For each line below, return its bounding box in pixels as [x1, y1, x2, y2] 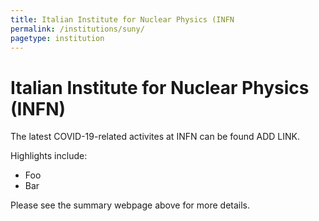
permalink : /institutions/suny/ [10, 24, 145, 34]
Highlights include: [10, 150, 88, 162]
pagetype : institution [10, 33, 105, 43]
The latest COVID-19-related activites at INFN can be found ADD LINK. [10, 131, 301, 143]
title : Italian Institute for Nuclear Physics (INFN [10, 14, 235, 25]
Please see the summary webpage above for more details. [10, 199, 251, 211]
